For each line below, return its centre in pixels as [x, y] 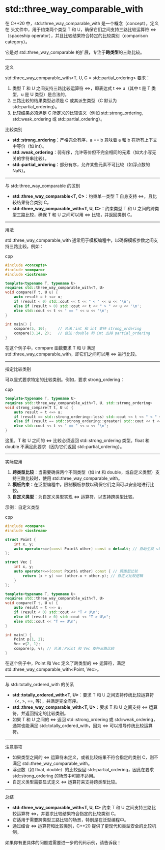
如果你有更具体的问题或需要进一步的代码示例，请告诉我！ [63, 842]
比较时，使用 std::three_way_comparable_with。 [74, 478]
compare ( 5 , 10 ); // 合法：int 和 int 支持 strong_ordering [78, 329]
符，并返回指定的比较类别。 [40, 713]
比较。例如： [31, 246]
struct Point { [21, 539]
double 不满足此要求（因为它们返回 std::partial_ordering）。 [65, 447]
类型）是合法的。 [52, 94]
